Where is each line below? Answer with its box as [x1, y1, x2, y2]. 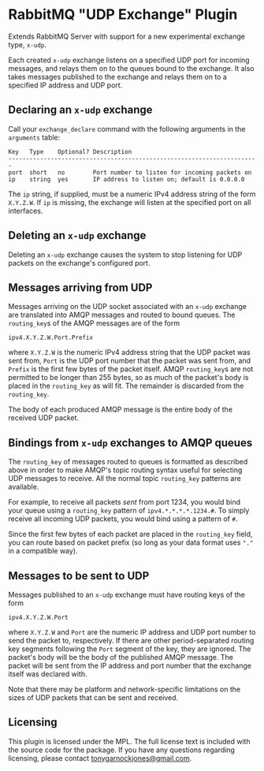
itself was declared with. [8, 669, 87, 679]
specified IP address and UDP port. [8, 80, 123, 90]
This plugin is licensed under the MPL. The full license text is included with [8, 736, 251, 746]
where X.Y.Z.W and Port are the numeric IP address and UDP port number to [8, 628, 256, 636]
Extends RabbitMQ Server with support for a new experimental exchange [8, 32, 246, 41]
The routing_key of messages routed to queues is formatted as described [8, 457, 248, 467]
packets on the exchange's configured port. [8, 258, 151, 267]
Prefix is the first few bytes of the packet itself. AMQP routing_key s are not [8, 364, 254, 374]
